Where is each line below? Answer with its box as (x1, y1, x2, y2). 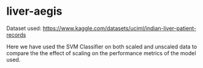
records (6, 31, 26, 38)
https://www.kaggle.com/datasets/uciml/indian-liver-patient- (42, 25, 197, 32)
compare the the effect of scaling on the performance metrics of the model (6, 49, 196, 56)
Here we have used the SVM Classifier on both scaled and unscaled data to (6, 43, 197, 50)
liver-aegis (6, 4, 63, 18)
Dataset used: (6, 25, 42, 32)
